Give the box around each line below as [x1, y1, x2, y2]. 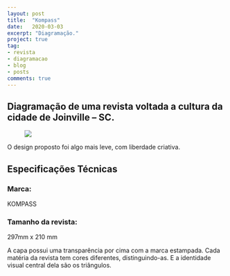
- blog [7, 62, 26, 69]
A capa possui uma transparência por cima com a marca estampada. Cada [7, 246, 220, 254]
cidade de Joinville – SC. [7, 111, 115, 123]
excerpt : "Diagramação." [7, 29, 79, 37]
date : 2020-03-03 [7, 23, 64, 30]
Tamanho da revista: [7, 217, 78, 227]
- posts [7, 68, 30, 75]
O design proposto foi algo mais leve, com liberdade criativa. [7, 143, 181, 152]
